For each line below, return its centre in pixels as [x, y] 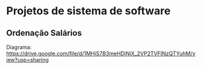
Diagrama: [19, 47]
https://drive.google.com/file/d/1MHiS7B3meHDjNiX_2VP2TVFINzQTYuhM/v [101, 54]
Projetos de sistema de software [88, 11]
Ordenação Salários [44, 33]
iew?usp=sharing [28, 60]
